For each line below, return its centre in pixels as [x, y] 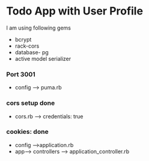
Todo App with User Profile [74, 11]
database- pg [32, 52]
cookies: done [28, 132]
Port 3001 [21, 74]
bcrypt [23, 39]
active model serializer [43, 58]
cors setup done [31, 103]
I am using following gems [38, 28]
